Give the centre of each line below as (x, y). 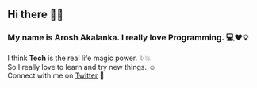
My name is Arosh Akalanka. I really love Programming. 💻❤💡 (128, 38)
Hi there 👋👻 (36, 15)
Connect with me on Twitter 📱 (56, 75)
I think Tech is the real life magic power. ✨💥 (79, 58)
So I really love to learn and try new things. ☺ (82, 67)
